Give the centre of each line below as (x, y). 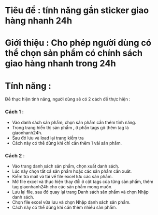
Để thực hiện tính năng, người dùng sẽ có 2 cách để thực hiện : (68, 99)
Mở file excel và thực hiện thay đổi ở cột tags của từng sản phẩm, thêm (83, 182)
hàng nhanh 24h (39, 21)
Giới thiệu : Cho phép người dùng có (78, 43)
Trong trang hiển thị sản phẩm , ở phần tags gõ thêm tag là (70, 127)
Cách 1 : (14, 112)
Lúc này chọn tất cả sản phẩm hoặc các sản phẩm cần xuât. (72, 171)
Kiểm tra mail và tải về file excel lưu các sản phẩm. (62, 176)
